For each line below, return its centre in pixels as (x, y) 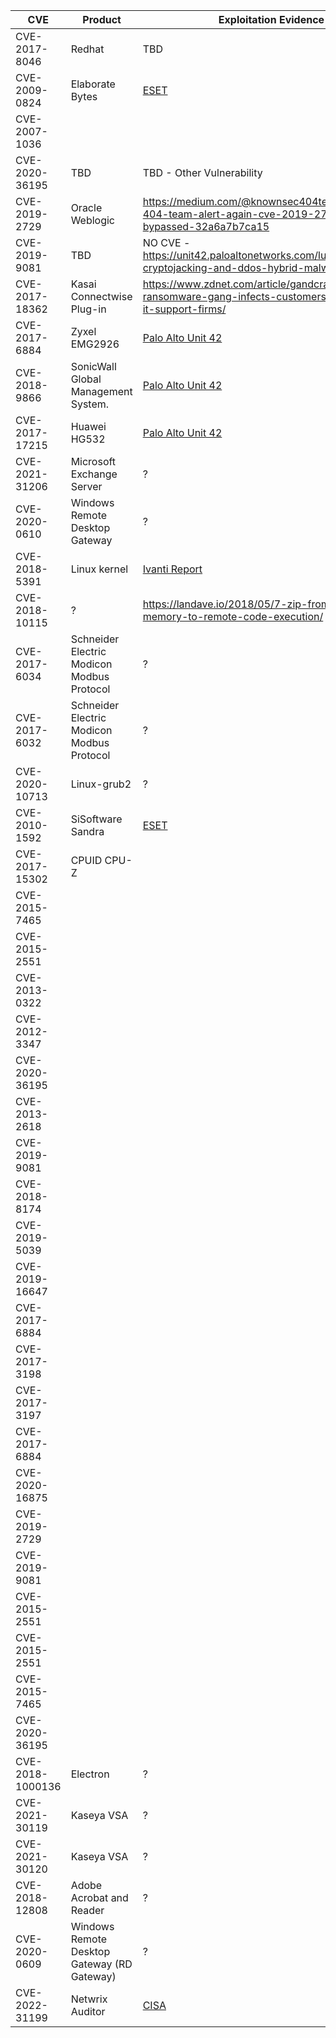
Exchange (94, 474)
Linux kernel (99, 569)
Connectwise (101, 296)
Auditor (88, 2011)
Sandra (87, 831)
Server (86, 486)
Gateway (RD (101, 1964)
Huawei (88, 426)
